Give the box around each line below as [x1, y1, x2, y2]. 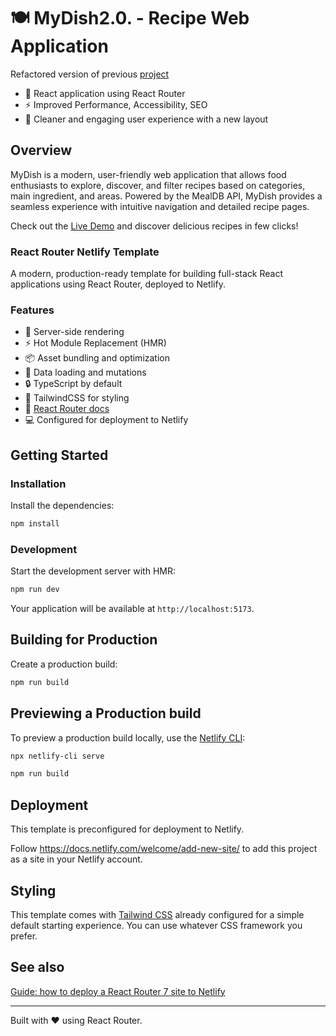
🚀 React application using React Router [24, 87, 186, 99]
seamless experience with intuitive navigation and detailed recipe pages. [10, 200, 310, 212]
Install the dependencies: [10, 500, 115, 512]
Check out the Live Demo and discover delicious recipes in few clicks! [10, 220, 299, 232]
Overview [10, 142, 73, 159]
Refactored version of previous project [10, 68, 170, 80]
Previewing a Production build [10, 705, 202, 722]
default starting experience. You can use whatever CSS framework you [10, 919, 303, 931]
